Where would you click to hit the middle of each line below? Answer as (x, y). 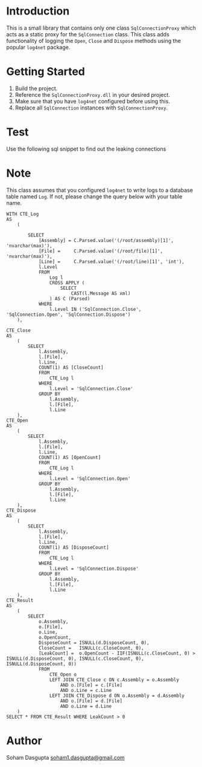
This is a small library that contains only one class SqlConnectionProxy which (101, 28)
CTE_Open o (63, 674)
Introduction (38, 11)
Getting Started (46, 72)
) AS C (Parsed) (70, 299)
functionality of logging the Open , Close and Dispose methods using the (93, 41)
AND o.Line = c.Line (86, 690)
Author (24, 741)
